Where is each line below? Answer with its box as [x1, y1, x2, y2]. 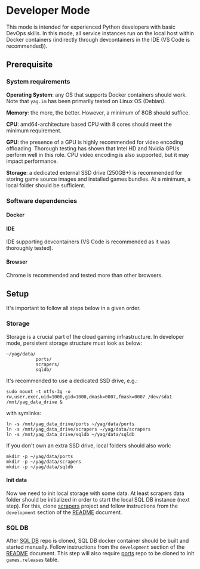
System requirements [6, 78, 70, 86]
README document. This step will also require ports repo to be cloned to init [6, 550, 195, 557]
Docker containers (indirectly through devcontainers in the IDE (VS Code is [6, 36, 190, 43]
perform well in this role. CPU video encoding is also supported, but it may [6, 151, 189, 158]
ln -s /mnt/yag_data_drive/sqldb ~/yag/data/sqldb [6, 431, 135, 437]
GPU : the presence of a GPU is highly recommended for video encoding [6, 138, 184, 146]
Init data [6, 477, 27, 484]
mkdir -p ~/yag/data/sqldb [6, 463, 73, 470]
